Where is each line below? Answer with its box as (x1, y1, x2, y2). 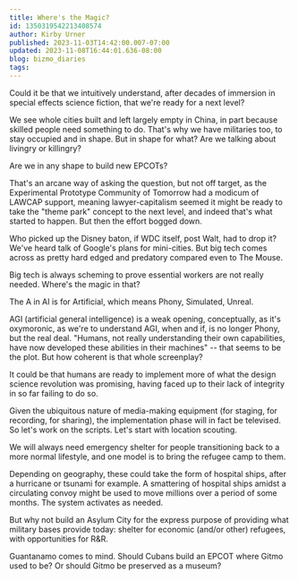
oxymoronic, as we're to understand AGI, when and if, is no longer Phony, (9, 323, 280, 334)
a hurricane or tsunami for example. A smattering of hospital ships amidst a (9, 478, 286, 489)
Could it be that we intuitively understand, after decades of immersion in (9, 87, 276, 98)
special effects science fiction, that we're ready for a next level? (9, 97, 245, 107)
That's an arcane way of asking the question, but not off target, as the (9, 177, 267, 188)
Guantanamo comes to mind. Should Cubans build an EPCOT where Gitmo (9, 550, 284, 561)
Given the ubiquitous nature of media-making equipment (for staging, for (9, 405, 277, 416)
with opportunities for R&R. (9, 533, 109, 544)
